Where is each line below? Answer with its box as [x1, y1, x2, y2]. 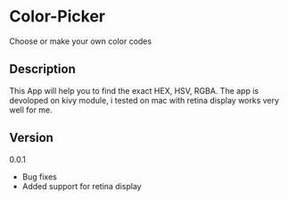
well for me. [9, 104, 53, 115]
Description [9, 62, 76, 77]
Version [9, 130, 53, 146]
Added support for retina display [21, 180, 142, 191]
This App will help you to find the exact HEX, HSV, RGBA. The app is [9, 85, 259, 96]
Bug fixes [21, 171, 58, 182]
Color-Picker [9, 6, 106, 27]
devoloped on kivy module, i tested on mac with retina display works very [9, 95, 279, 105]
